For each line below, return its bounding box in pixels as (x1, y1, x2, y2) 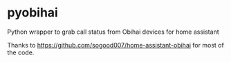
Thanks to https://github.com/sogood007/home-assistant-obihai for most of (7, 41, 225, 49)
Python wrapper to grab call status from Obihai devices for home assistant (7, 28, 219, 36)
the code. (7, 48, 35, 56)
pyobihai (7, 5, 59, 21)
